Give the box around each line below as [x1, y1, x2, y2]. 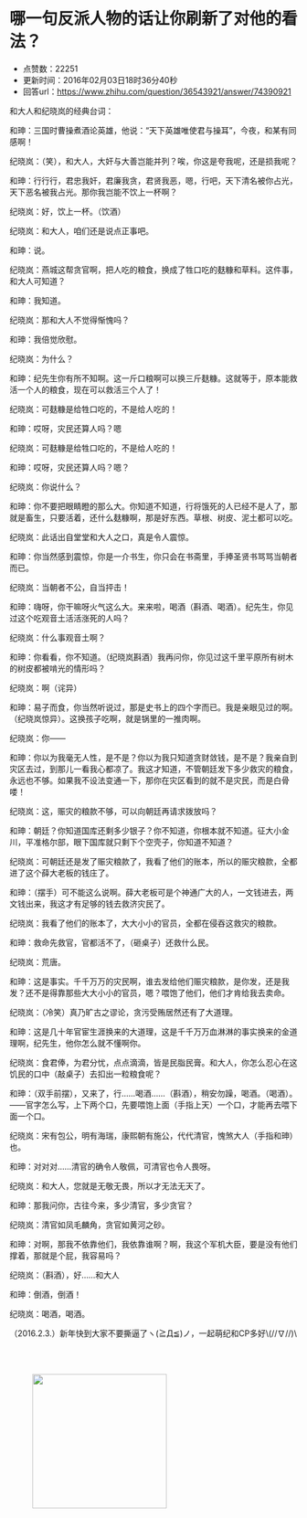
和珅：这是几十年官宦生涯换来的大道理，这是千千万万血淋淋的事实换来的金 [9, 1025, 290, 1037]
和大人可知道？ [9, 275, 66, 286]
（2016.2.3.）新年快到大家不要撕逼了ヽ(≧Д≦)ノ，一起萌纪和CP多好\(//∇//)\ [9, 1327, 297, 1339]
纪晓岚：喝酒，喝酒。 [9, 1308, 90, 1319]
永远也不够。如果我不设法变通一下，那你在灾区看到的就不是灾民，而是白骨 [9, 774, 290, 786]
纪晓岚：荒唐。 [9, 956, 66, 967]
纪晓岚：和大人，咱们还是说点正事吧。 [9, 225, 153, 236]
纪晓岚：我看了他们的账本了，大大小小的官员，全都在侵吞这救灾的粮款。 [9, 918, 281, 929]
